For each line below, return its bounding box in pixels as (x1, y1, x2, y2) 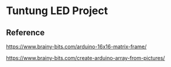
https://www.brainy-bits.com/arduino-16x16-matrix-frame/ (6, 43, 147, 50)
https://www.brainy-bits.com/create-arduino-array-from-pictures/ (6, 55, 165, 61)
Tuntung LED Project (6, 4, 108, 18)
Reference (6, 28, 45, 38)
